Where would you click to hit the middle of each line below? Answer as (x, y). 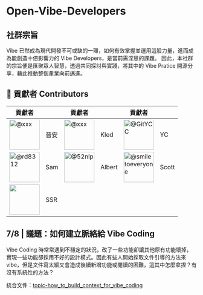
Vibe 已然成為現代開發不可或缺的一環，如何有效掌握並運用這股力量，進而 (97, 50)
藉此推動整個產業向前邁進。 (51, 73)
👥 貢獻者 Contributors (47, 94)
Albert (109, 167)
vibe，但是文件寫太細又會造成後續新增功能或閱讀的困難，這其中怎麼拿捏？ (99, 265)
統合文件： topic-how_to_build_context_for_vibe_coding (75, 285)
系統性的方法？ (35, 272)
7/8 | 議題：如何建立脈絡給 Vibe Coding (81, 234)
